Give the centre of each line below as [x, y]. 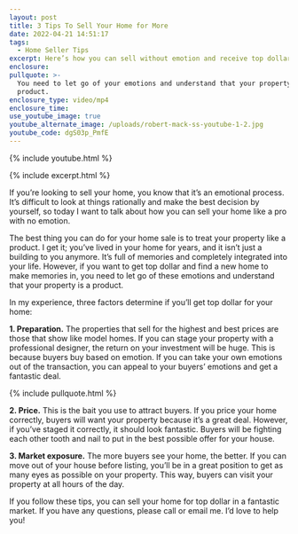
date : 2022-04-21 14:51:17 [59, 34]
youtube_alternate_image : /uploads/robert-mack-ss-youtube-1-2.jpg [137, 125]
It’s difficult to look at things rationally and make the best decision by [134, 201]
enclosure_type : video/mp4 [59, 100]
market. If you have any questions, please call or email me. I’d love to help [144, 510]
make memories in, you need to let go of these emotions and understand [142, 275]
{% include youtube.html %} [61, 158]
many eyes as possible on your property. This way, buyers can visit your [141, 475]
